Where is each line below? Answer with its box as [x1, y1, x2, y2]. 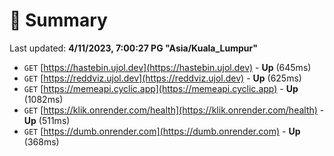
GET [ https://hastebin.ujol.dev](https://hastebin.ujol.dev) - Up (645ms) [23, 61, 312, 73]
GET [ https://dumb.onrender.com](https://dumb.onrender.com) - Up [23, 125, 301, 137]
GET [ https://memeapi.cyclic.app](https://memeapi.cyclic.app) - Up [23, 82, 299, 94]
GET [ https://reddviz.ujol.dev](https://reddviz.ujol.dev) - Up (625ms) [23, 72, 302, 84]
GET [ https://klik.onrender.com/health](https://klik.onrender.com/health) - [23, 104, 325, 116]
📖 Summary [9, 9, 108, 32]
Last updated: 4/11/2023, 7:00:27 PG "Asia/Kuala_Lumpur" [9, 42, 258, 54]
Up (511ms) [23, 114, 71, 126]
